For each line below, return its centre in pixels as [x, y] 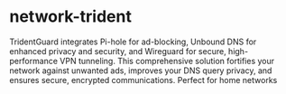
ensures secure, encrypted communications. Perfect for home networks [143, 80]
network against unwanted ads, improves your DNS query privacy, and [141, 70]
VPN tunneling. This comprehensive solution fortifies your [167, 61]
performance [34, 61]
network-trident [71, 17]
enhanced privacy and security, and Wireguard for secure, [118, 51]
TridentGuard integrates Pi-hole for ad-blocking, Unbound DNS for [133, 42]
